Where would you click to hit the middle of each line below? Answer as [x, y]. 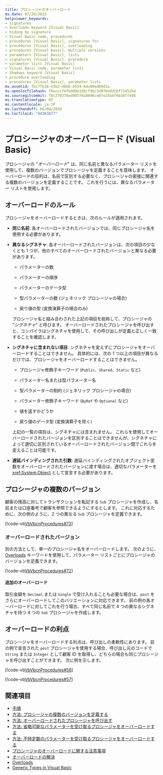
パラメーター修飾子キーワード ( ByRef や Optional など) [74, 401]
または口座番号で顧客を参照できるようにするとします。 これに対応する [80, 508]
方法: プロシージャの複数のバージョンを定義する [60, 714]
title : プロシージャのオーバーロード [38, 9]
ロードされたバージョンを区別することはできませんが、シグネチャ [87, 438]
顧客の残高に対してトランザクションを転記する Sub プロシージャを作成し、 [80, 502]
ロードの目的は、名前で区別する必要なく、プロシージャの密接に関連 [86, 176]
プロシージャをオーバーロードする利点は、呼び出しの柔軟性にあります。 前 [80, 642]
